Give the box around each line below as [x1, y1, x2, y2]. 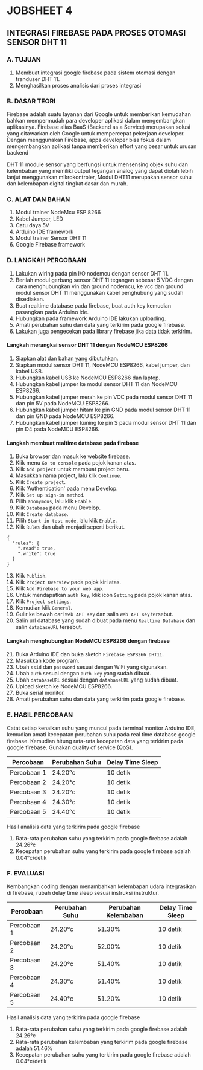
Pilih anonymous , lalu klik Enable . [15, 498, 93, 505]
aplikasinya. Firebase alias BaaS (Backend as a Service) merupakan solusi [7, 123, 190, 131]
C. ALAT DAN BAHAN [7, 195, 70, 204]
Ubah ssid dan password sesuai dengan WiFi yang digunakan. [15, 663, 168, 671]
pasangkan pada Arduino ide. [15, 308, 89, 315]
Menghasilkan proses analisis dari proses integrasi [15, 82, 142, 89]
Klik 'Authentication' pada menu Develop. [15, 485, 118, 492]
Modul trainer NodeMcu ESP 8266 [15, 209, 101, 216]
